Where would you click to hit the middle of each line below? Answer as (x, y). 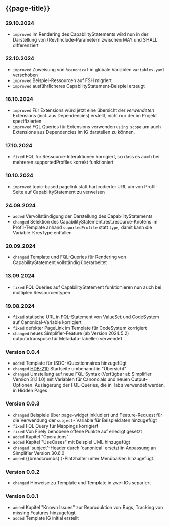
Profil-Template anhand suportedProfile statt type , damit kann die (82, 227)
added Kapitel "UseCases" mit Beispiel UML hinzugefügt (71, 442)
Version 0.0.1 (22, 496)
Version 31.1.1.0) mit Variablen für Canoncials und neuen (71, 379)
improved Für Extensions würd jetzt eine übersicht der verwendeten (83, 110)
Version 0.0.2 (22, 472)
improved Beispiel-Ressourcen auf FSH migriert (62, 80)
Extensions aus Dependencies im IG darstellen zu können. (74, 132)
